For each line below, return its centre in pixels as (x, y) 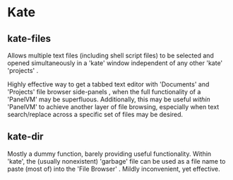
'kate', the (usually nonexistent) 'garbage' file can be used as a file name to (116, 161)
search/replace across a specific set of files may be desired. (95, 114)
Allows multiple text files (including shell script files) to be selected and (110, 55)
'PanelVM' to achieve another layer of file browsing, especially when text (113, 107)
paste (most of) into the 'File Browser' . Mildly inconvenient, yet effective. (114, 169)
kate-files (29, 39)
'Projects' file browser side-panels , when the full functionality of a (104, 92)
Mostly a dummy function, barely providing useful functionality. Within (109, 154)
